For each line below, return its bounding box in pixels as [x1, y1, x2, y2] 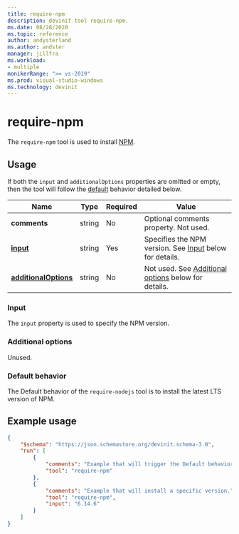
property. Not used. [144, 222, 210, 232]
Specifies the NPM [144, 235, 207, 244]
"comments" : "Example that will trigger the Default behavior [45, 461, 234, 468]
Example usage [7, 415, 77, 428]
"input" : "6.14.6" [45, 500, 100, 508]
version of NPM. [7, 394, 55, 403]
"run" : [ [20, 447, 46, 455]
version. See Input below [144, 243, 227, 253]
